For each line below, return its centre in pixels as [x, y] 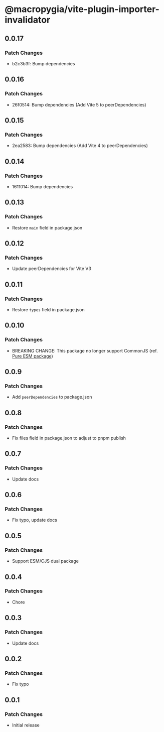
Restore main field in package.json [47, 227]
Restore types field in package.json [48, 310]
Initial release [26, 725]
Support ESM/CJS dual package [45, 561]
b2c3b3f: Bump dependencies [43, 63]
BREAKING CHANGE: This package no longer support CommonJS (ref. [85, 350]
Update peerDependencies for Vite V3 [51, 269]
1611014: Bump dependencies [42, 186]
